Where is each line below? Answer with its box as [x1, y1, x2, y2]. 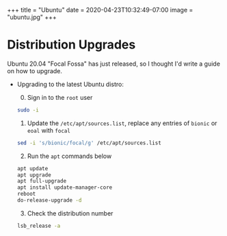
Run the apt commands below [27, 152, 112, 160]
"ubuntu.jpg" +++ [7, 13, 57, 21]
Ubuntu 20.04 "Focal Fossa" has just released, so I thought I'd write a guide [7, 60, 221, 68]
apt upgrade [16, 171, 51, 179]
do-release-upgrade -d [16, 197, 82, 204]
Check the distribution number [27, 209, 113, 218]
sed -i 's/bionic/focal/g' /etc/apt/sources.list [16, 140, 162, 146]
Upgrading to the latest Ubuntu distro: [16, 80, 124, 88]
